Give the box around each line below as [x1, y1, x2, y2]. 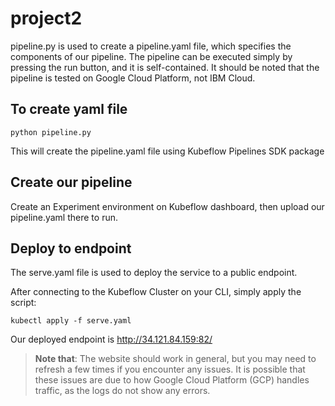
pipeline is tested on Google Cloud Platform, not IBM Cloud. [10, 72, 256, 84]
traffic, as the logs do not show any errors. [34, 385, 211, 397]
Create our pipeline [10, 174, 133, 191]
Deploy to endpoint [10, 240, 132, 257]
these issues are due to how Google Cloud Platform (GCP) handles [34, 374, 310, 386]
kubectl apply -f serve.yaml [10, 316, 132, 326]
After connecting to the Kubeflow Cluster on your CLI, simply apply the [10, 286, 302, 298]
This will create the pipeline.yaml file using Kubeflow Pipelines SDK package [10, 145, 325, 157]
